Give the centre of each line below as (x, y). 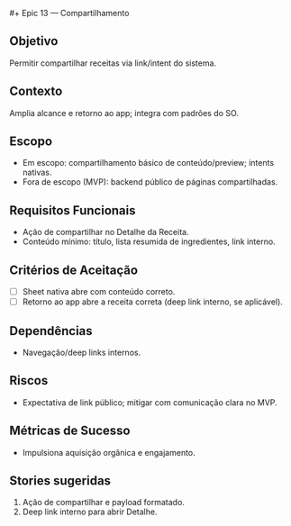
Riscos (29, 381)
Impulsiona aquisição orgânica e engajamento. (109, 452)
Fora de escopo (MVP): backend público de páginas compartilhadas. (150, 182)
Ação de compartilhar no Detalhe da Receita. (105, 232)
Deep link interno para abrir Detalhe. (90, 512)
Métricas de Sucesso (70, 431)
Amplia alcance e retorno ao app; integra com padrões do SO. (124, 113)
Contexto (36, 91)
